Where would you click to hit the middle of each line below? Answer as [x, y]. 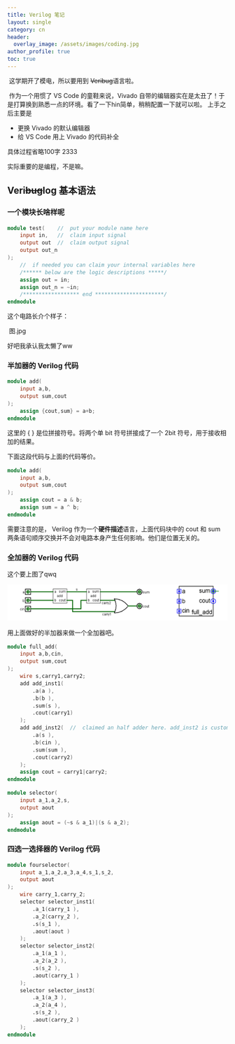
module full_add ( [33, 647]
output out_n [39, 251]
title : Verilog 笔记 [36, 15]
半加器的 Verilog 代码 [43, 366]
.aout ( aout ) [51, 931]
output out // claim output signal [75, 243]
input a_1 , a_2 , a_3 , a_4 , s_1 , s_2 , [67, 872]
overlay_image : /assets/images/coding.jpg [76, 44]
